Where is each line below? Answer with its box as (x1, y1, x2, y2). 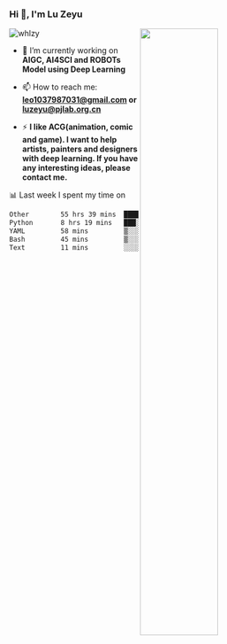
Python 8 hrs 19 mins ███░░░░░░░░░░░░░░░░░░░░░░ (9, 219, 223, 228)
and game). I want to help (21, 135, 117, 145)
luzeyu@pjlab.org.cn (21, 104, 102, 114)
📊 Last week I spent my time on (9, 190, 126, 200)
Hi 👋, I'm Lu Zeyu (9, 8, 83, 20)
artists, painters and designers (21, 144, 139, 154)
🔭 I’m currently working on (21, 45, 118, 56)
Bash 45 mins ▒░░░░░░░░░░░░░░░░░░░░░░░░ (9, 235, 223, 244)
